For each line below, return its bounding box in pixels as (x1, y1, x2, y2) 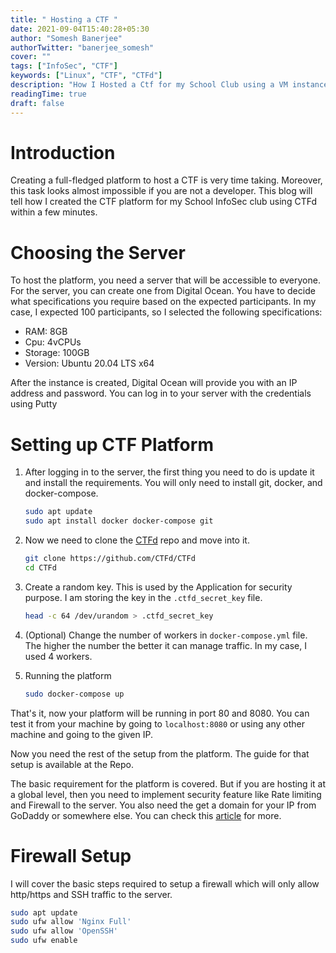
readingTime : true (10, 89, 87, 99)
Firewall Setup (10, 844, 132, 867)
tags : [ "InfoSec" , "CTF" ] (10, 61, 118, 71)
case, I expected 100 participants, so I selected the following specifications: (10, 306, 323, 318)
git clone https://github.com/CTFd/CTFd (24, 554, 196, 564)
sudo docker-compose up (24, 689, 125, 699)
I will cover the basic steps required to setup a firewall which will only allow (10, 877, 320, 890)
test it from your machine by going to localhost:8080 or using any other (10, 717, 305, 730)
